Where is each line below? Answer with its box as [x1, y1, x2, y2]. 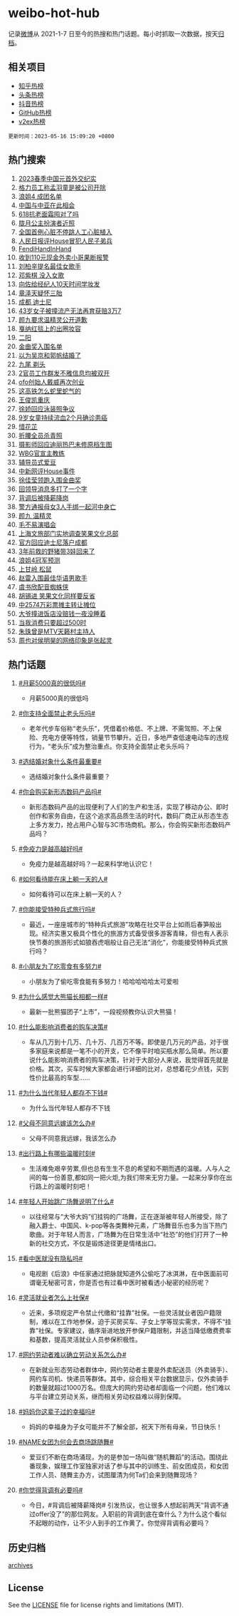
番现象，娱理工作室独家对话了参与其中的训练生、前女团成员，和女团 [28, 1462, 229, 1471]
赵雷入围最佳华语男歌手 [18, 574, 87, 582]
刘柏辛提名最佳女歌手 [18, 261, 81, 270]
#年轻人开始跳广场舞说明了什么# [18, 1197, 115, 1206]
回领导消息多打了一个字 [18, 485, 87, 493]
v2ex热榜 [18, 117, 46, 125]
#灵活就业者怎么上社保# [18, 1293, 90, 1302]
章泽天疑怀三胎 [18, 289, 63, 297]
